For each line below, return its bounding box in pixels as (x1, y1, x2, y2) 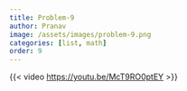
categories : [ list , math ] (9, 38, 107, 48)
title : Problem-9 (9, 13, 75, 23)
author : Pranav (9, 22, 67, 31)
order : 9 (9, 47, 42, 56)
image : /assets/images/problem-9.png (9, 30, 152, 39)
